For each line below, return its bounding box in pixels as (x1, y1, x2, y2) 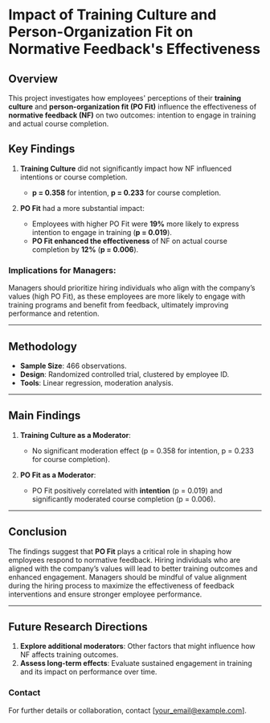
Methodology (8, 340, 78, 353)
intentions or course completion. (19, 171, 128, 182)
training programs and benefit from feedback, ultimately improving (8, 300, 229, 310)
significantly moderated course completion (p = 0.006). (31, 494, 216, 504)
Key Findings (8, 143, 76, 156)
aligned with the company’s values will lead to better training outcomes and (8, 564, 258, 573)
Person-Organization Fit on (8, 23, 194, 41)
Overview (8, 72, 59, 85)
